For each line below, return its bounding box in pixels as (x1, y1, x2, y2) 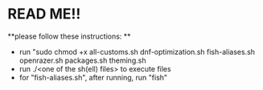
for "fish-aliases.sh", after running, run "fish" (18, 72, 168, 82)
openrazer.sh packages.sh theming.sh (18, 55, 146, 65)
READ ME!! (7, 5, 81, 23)
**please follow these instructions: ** (7, 31, 131, 41)
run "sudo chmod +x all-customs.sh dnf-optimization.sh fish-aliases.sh (18, 47, 255, 56)
